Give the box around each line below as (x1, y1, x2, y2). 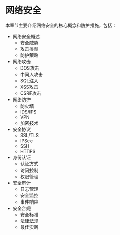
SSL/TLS (20, 132, 39, 138)
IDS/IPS (20, 109, 37, 115)
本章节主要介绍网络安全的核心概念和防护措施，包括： (5, 22, 117, 28)
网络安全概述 (12, 33, 40, 39)
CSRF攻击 (20, 90, 42, 96)
